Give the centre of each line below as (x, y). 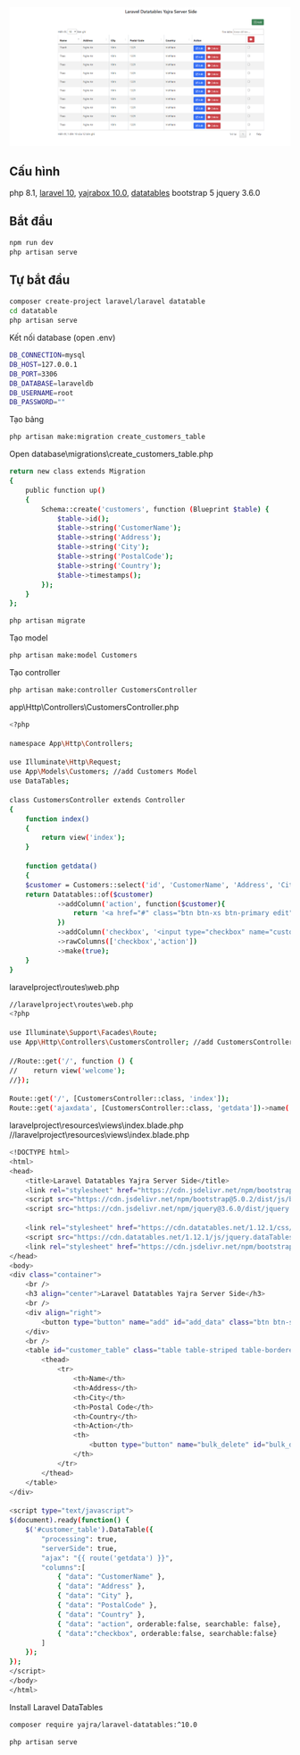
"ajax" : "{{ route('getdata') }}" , (108, 1558)
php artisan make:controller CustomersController (104, 691)
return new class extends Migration (77, 471)
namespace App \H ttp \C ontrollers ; (71, 743)
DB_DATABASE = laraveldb (51, 383)
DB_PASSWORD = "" (37, 403)
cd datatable (33, 311)
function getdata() (62, 866)
